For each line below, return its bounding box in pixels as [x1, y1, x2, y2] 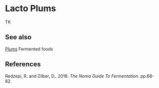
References [5, 60, 41, 69]
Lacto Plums [5, 3, 56, 14]
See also [5, 33, 32, 41]
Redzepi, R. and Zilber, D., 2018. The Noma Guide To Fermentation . [5, 73, 140, 79]
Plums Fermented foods [5, 46, 53, 52]
